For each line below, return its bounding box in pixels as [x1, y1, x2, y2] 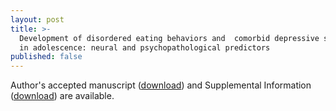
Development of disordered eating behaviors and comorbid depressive [19, 33, 320, 43]
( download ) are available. [10, 90, 115, 102]
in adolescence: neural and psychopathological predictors [19, 42, 271, 53]
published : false [10, 52, 83, 62]
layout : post [10, 14, 65, 25]
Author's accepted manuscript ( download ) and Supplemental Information [10, 79, 312, 91]
